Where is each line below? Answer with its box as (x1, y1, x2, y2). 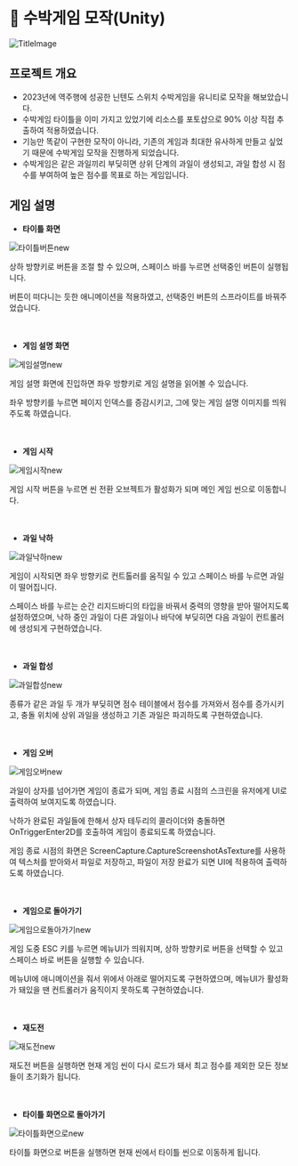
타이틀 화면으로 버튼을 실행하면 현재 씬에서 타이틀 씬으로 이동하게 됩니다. (9, 1146, 261, 1157)
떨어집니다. (18, 581, 58, 592)
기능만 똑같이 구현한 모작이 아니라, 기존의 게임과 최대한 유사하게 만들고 (21, 135, 267, 147)
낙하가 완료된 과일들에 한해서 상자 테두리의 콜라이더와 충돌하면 (9, 815, 226, 826)
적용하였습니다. (45, 125, 100, 135)
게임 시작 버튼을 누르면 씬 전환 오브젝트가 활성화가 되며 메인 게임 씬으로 (9, 483, 256, 494)
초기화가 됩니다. (25, 1071, 81, 1081)
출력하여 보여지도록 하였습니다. (9, 796, 117, 806)
